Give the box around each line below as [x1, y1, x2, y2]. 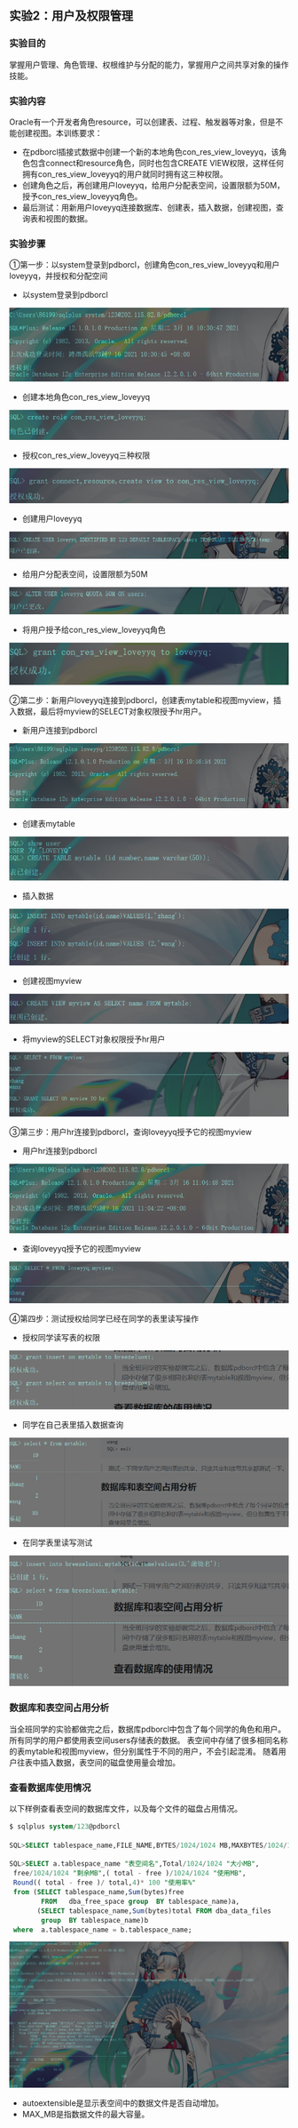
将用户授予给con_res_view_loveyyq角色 [21, 624, 166, 635]
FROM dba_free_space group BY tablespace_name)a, [41, 1897, 240, 1906]
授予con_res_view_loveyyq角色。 [21, 190, 143, 202]
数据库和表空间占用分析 [9, 1701, 109, 1714]
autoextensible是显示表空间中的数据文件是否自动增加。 [21, 2097, 224, 2108]
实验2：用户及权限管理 [9, 8, 134, 24]
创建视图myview [21, 976, 82, 987]
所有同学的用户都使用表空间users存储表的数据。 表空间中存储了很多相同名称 [9, 1734, 288, 1745]
